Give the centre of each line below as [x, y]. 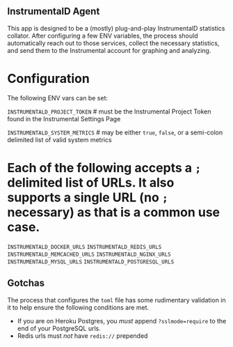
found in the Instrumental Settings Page [64, 118]
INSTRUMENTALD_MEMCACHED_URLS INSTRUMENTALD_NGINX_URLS [89, 254]
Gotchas [26, 283]
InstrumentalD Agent [54, 11]
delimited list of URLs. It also [91, 182]
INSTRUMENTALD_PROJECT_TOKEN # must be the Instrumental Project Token [109, 111]
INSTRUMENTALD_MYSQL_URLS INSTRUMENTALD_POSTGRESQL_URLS [91, 262]
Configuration [49, 79]
